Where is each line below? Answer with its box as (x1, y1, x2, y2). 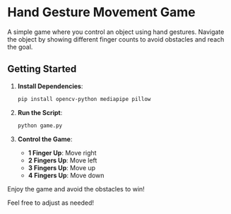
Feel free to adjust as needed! (7, 198, 94, 207)
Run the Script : (17, 108, 63, 117)
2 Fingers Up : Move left (28, 156, 97, 165)
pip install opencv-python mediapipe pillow (17, 95, 151, 102)
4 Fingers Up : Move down (28, 171, 105, 179)
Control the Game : (17, 135, 73, 143)
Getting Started (7, 63, 77, 75)
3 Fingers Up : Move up (28, 163, 96, 172)
